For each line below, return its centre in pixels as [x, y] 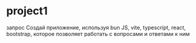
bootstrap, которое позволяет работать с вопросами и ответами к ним [98, 33]
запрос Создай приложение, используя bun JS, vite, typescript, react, [96, 27]
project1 [27, 11]
